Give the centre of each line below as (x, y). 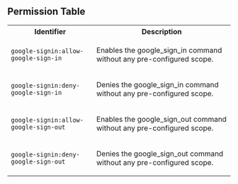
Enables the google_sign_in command (159, 50)
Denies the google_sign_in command (158, 84)
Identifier (50, 31)
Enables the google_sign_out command (161, 119)
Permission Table (46, 12)
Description (161, 31)
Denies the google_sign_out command (160, 154)
